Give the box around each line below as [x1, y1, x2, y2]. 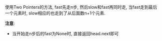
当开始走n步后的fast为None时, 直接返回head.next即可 [12, 31, 119, 36]
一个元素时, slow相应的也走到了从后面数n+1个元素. [5, 10, 105, 16]
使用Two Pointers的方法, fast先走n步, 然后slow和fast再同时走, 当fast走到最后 [5, 4, 157, 10]
